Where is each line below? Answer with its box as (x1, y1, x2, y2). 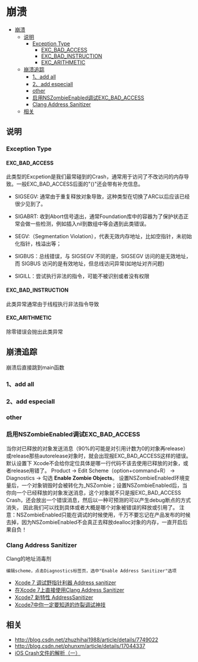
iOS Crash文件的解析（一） (14, 649, 81, 656)
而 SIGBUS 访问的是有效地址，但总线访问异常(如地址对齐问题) (14, 260, 165, 267)
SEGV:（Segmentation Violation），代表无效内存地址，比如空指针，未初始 (14, 233, 192, 240)
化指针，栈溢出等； (14, 240, 62, 248)
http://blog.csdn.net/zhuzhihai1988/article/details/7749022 (14, 636, 159, 643)
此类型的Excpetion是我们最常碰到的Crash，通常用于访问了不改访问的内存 (6, 173, 184, 180)
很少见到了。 (14, 200, 46, 208)
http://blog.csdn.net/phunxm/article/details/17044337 (14, 642, 146, 649)
